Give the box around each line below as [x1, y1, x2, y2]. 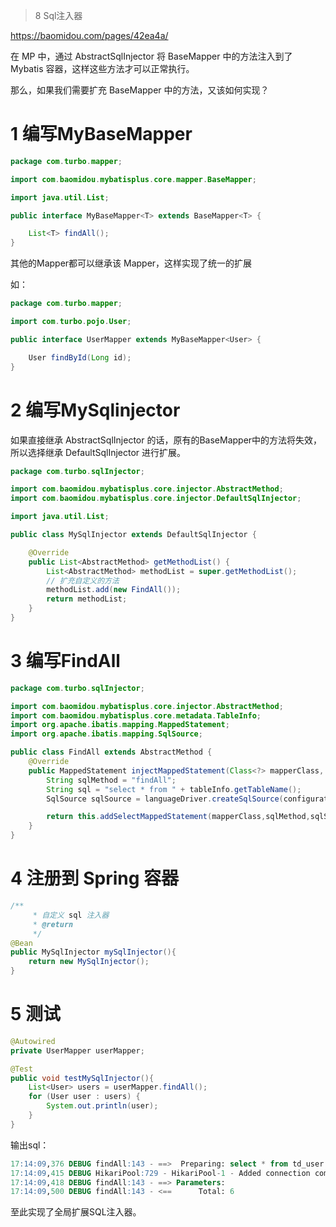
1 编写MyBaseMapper [10, 123, 193, 146]
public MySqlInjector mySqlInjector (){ [10, 947, 177, 958]
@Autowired [10, 1036, 56, 1046]
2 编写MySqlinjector [10, 399, 181, 421]
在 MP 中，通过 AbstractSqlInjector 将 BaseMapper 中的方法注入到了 [10, 50, 293, 62]
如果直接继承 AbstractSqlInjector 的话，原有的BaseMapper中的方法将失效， [10, 434, 323, 446]
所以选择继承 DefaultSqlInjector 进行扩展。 [10, 446, 187, 458]
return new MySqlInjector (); [28, 957, 150, 967]
